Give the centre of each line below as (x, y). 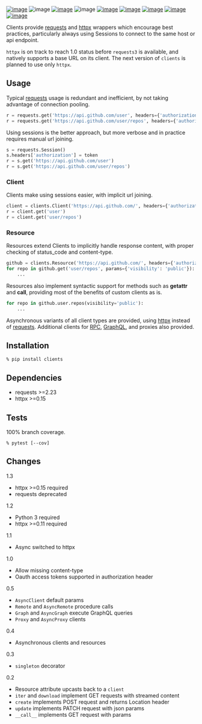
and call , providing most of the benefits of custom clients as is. (84, 292)
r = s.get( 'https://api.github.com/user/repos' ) (68, 167)
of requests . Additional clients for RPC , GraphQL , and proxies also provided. (100, 327)
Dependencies (34, 378)
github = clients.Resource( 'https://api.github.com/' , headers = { (90, 263)
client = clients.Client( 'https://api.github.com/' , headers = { (87, 206)
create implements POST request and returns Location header (92, 702)
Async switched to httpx (45, 547)
